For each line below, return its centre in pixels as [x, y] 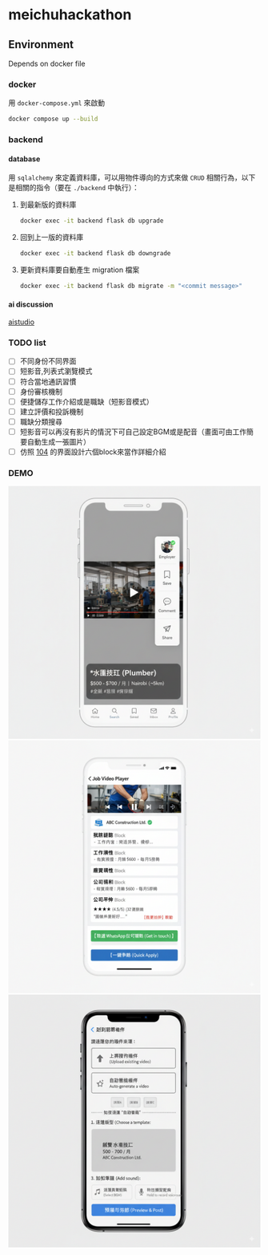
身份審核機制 [41, 392]
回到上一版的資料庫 [52, 238]
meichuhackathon [70, 15]
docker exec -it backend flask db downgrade [95, 254]
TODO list [27, 343]
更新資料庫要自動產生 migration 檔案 [80, 270]
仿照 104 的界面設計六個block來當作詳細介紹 [93, 452]
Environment [41, 45]
